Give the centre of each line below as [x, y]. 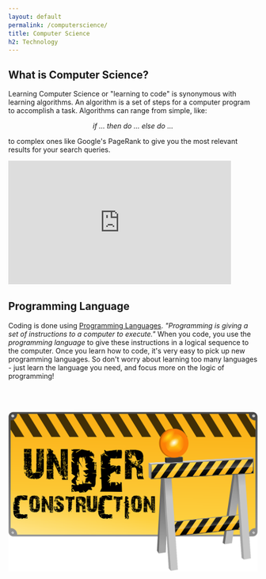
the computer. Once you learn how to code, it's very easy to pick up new [127, 350]
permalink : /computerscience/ [58, 25]
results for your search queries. [59, 149]
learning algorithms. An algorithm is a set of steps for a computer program [129, 102]
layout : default [35, 17]
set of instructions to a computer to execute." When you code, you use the [130, 334]
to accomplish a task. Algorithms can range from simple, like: [108, 111]
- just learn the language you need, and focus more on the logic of [116, 367]
